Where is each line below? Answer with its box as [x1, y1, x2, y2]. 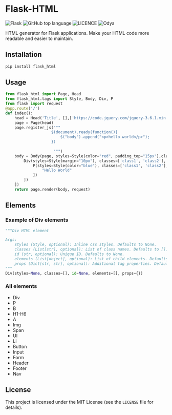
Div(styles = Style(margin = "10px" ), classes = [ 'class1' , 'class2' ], [24, 158, 166, 163]
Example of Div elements [5, 216, 69, 223]
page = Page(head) [14, 120, 54, 126]
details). [5, 404, 23, 410]
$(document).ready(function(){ [51, 130, 118, 135]
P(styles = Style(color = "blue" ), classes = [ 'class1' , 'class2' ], [32, 163, 168, 168]
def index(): [5, 111, 33, 116]
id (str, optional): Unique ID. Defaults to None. [14, 252, 125, 257]
